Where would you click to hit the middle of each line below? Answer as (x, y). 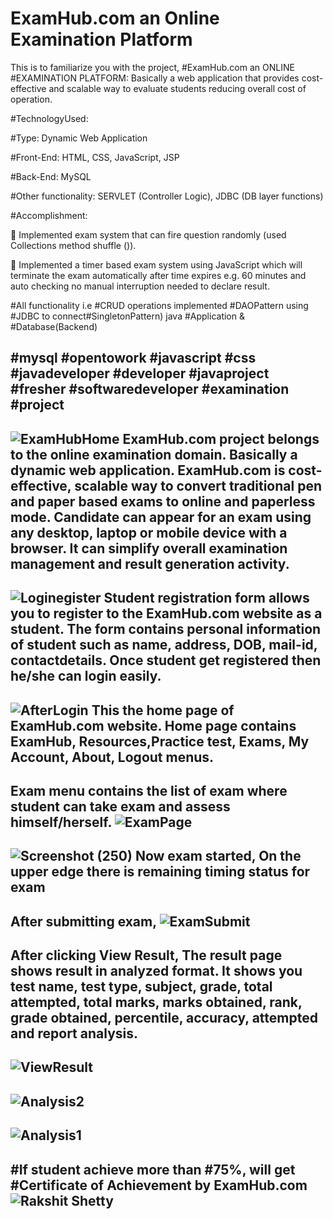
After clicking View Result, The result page (146, 955)
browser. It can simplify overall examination (149, 548)
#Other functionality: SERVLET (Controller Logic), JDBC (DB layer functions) (167, 196)
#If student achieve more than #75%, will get (153, 1169)
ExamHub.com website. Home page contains (153, 725)
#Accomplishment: (49, 215)
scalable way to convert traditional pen (198, 485)
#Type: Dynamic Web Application (79, 138)
